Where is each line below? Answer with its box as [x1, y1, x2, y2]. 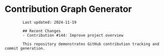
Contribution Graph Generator [4, 3, 132, 15]
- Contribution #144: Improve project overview [22, 33, 123, 38]
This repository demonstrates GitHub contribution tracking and [22, 41, 159, 47]
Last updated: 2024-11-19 [22, 20, 77, 25]
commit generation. [4, 46, 45, 51]
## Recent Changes [22, 28, 61, 33]
